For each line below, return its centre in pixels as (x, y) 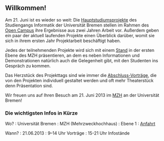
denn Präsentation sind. (29, 86)
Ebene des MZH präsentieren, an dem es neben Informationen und (72, 55)
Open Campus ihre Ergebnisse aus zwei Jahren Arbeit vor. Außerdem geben (82, 30)
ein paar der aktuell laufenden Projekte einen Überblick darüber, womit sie (80, 35)
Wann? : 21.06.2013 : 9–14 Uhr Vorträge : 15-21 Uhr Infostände (67, 133)
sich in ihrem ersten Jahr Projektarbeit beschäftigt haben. (63, 41)
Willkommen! (26, 8)
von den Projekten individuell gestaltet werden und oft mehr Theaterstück (79, 80)
